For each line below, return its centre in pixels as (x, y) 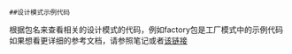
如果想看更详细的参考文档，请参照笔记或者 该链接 (98, 40)
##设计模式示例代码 (40, 12)
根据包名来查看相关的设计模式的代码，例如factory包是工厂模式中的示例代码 (146, 30)
